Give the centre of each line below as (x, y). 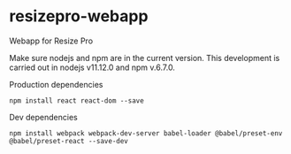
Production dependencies (56, 84)
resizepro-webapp (79, 16)
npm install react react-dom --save (77, 100)
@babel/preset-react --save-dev (69, 141)
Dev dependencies (43, 117)
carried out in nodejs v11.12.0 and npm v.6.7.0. (92, 67)
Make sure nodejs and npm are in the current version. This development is (145, 58)
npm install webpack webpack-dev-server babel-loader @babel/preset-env (146, 133)
